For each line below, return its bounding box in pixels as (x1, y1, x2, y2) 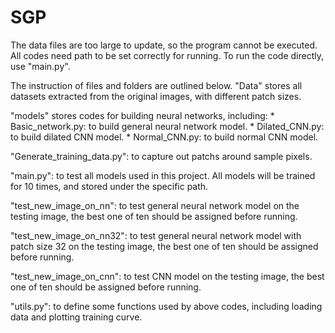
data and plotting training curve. (10, 311, 143, 323)
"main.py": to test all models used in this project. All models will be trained (10, 169, 316, 181)
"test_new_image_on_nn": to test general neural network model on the (10, 199, 300, 211)
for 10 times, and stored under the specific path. (10, 180, 209, 192)
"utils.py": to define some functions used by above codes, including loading (10, 300, 323, 312)
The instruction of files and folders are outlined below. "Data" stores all (10, 79, 303, 91)
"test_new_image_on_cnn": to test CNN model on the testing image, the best (10, 270, 325, 282)
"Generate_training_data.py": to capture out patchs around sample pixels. (10, 150, 313, 162)
